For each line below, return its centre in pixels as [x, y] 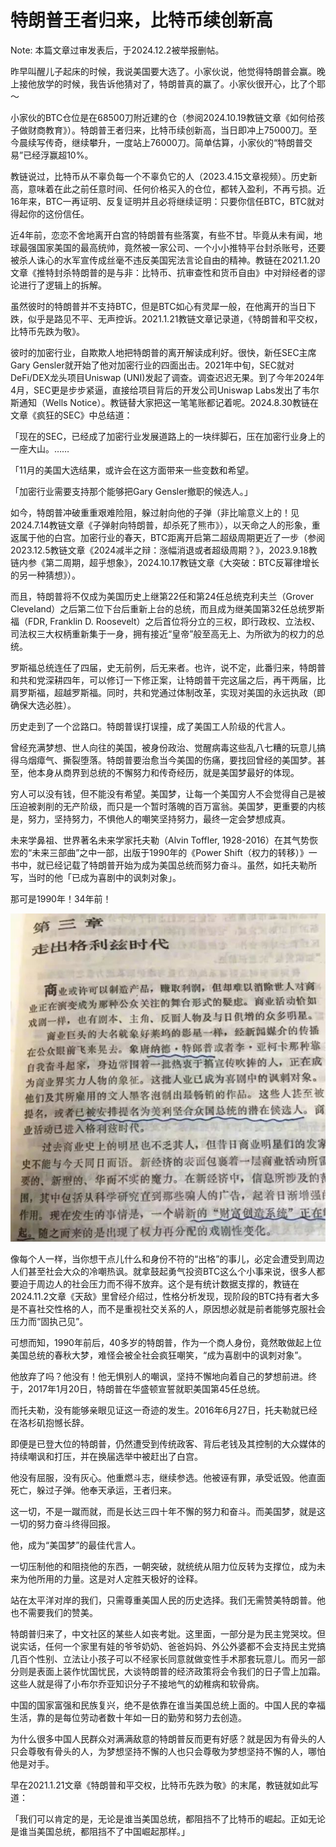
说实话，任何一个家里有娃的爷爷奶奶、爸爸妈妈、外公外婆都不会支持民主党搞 [168, 1647]
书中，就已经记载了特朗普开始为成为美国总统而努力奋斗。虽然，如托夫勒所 [163, 865]
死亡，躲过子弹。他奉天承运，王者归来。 [93, 1490]
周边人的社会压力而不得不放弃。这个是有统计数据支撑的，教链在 [168, 1284]
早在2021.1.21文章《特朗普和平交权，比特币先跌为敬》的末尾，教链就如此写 [164, 1785]
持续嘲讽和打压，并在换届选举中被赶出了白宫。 [106, 1457]
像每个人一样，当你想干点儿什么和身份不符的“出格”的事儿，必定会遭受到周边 [167, 1259]
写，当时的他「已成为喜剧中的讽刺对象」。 [96, 877]
